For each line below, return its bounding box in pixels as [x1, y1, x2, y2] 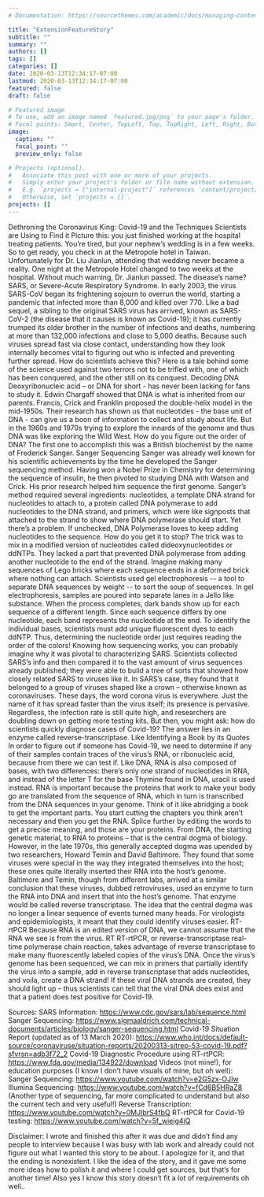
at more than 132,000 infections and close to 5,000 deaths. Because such [8, 331, 247, 340]
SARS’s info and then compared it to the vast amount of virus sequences [8, 657, 243, 666]
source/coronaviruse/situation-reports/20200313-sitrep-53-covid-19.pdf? [8, 1040, 247, 1050]
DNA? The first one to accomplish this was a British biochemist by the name [8, 439, 254, 449]
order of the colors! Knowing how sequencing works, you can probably [8, 640, 238, 650]
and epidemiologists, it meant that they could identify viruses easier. [8, 917, 229, 926]
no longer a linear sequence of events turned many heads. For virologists [8, 908, 245, 917]
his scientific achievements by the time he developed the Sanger [8, 456, 218, 465]
